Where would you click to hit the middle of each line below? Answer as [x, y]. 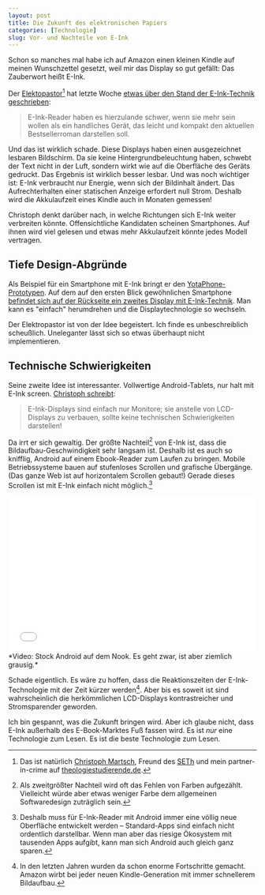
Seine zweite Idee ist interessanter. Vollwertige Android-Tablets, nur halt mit [131, 385]
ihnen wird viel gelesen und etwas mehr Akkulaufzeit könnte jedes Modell [128, 231]
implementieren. [35, 341]
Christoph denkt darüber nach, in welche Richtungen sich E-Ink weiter [122, 215]
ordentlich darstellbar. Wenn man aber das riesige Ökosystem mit [126, 833]
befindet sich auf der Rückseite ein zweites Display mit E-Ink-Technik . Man [129, 300]
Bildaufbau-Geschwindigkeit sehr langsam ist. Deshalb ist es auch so [120, 450]
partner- [242, 761]
